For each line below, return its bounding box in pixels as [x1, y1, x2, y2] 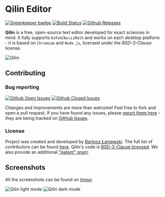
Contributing [5, 69, 46, 78]
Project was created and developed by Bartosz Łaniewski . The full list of [5, 138, 153, 144]
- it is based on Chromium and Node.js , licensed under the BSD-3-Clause [5, 39, 152, 45]
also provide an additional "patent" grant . [5, 149, 89, 155]
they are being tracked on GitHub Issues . [5, 115, 89, 121]
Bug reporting [5, 84, 40, 91]
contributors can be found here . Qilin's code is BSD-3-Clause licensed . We [5, 144, 158, 150]
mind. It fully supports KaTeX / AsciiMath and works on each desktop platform [5, 35, 160, 40]
